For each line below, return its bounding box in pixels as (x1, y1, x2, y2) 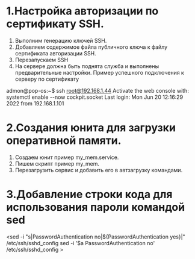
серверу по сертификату (14, 75, 79, 83)
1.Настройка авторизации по (6, 4, 159, 18)
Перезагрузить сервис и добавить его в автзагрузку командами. (14, 166, 183, 173)
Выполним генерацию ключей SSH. (14, 37, 107, 44)
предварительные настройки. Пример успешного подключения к (14, 69, 185, 76)
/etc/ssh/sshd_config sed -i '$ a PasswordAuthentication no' (6, 239, 155, 246)
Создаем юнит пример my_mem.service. (14, 154, 119, 161)
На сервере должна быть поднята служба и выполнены (14, 62, 159, 70)
